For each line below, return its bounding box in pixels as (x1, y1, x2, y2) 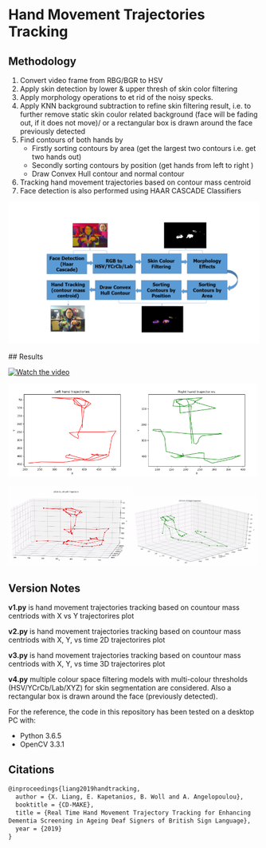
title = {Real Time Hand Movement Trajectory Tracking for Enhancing (15, 809, 251, 817)
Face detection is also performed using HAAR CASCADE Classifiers (19, 186, 241, 195)
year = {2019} (15, 825, 62, 833)
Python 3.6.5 (19, 731, 62, 741)
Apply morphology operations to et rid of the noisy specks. (19, 93, 213, 102)
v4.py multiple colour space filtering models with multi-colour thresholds (8, 675, 248, 684)
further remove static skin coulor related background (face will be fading (19, 109, 258, 119)
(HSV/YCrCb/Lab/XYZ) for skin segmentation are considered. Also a (8, 683, 232, 693)
